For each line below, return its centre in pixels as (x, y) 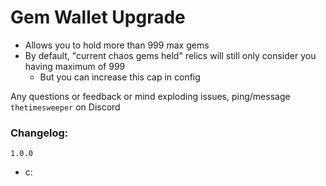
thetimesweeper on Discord (65, 107)
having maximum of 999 (75, 66)
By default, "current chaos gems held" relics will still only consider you (170, 55)
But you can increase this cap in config (120, 77)
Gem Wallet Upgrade (98, 17)
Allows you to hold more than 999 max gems (117, 45)
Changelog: (39, 133)
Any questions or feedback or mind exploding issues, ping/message (150, 96)
